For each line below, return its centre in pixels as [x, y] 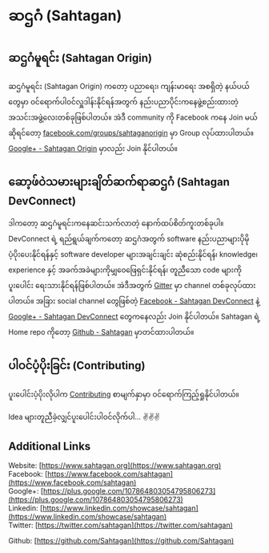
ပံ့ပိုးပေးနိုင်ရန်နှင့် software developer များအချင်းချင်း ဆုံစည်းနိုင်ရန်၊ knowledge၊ [133, 254]
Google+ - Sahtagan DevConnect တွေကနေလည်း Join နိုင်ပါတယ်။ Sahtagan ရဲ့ [134, 316]
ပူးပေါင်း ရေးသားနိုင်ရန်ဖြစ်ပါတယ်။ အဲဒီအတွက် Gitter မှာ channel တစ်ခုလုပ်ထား [132, 285]
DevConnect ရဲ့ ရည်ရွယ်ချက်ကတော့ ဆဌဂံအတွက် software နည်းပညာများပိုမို [129, 238]
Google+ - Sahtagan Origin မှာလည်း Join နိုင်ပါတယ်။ [93, 148]
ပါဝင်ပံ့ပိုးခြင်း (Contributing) [77, 366]
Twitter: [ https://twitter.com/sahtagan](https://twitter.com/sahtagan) [121, 525]
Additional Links [50, 447]
